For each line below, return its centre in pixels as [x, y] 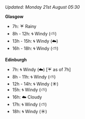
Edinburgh [16, 60]
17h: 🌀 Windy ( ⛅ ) [29, 104]
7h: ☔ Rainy [24, 26]
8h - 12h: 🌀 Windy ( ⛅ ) [34, 34]
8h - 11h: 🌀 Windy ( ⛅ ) [34, 77]
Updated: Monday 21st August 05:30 [42, 7]
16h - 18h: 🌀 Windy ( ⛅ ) [35, 48]
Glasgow [14, 16]
